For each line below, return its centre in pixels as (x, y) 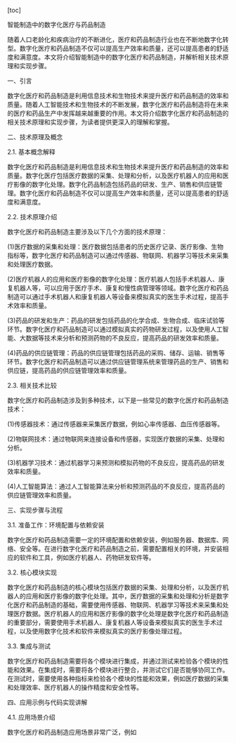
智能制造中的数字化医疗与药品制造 (57, 25)
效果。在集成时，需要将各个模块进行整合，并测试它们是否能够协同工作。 (124, 670)
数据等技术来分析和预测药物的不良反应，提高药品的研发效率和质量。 (124, 338)
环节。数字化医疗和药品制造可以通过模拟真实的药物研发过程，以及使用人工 (115, 329)
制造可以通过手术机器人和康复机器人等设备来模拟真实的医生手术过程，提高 (115, 297)
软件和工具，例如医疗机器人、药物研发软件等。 (87, 557)
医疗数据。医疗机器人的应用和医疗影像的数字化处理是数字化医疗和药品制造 (121, 613)
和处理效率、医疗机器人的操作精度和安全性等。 (75, 687)
